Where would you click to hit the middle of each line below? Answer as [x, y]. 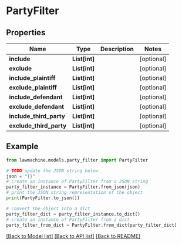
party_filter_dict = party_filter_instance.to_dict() [73, 214]
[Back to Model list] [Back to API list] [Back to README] [73, 236]
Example [22, 147]
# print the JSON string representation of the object [75, 193]
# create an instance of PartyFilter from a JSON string [77, 182]
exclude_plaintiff [33, 88]
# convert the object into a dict [48, 209]
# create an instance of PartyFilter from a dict [68, 219]
